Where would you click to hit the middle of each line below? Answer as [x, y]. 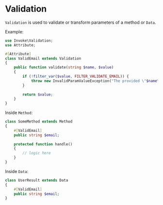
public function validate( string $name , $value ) [64, 67]
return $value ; [38, 95]
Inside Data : [17, 171]
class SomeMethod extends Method [39, 122]
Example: [14, 32]
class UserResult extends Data [37, 180]
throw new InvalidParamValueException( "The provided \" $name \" [96, 81]
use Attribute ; [20, 45]
